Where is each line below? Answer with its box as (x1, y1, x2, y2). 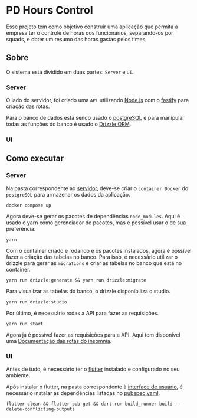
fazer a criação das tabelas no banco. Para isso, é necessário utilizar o (6, 253, 178, 260)
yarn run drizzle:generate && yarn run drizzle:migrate (6, 277, 146, 283)
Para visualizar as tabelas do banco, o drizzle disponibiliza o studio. (6, 288, 171, 295)
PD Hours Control (6, 4, 93, 17)
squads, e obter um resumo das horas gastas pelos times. (6, 35, 147, 43)
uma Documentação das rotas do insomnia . (6, 337, 112, 344)
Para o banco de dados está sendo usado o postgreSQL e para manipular (6, 115, 185, 122)
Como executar (6, 154, 64, 164)
